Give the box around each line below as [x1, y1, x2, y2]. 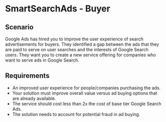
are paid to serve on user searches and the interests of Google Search [5, 47, 149, 52]
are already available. [12, 95, 56, 101]
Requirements [5, 72, 50, 80]
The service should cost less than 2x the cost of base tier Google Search [12, 101, 162, 107]
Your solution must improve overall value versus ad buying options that [12, 90, 158, 96]
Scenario [5, 23, 34, 31]
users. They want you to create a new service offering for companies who [5, 52, 156, 58]
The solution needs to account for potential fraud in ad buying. [12, 111, 140, 117]
